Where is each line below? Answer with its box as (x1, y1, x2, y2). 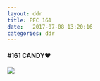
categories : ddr (7, 29, 55, 37)
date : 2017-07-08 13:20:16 (7, 23, 93, 30)
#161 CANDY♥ (7, 51, 51, 59)
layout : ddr (7, 10, 42, 17)
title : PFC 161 (7, 17, 52, 24)
